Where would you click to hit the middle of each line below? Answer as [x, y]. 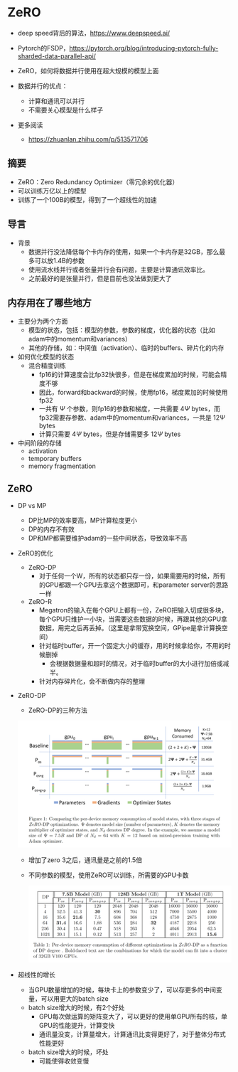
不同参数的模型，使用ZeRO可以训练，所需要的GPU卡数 [109, 875]
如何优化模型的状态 [46, 357]
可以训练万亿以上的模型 [52, 191]
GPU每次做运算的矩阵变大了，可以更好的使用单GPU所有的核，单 [133, 1016]
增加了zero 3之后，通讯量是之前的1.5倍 [85, 860]
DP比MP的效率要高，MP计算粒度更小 [82, 521]
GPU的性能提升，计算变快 [77, 1025]
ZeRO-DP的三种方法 [58, 710]
